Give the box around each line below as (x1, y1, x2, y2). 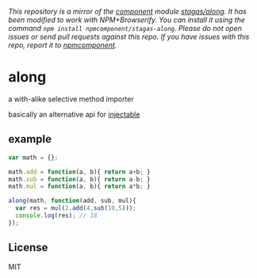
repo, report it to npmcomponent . (8, 40, 117, 50)
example (8, 132, 52, 146)
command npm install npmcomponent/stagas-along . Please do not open (8, 24, 242, 32)
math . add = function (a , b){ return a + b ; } (8, 168, 151, 176)
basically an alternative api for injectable (8, 109, 140, 119)
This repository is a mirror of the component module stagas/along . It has (8, 7, 247, 16)
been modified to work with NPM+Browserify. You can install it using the (8, 15, 246, 25)
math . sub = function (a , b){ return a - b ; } (8, 175, 151, 183)
